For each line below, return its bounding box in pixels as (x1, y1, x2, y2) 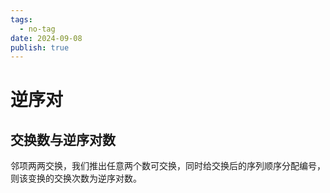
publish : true (10, 42, 70, 53)
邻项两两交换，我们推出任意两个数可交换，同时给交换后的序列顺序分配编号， (10, 160, 326, 172)
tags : (10, 14, 33, 25)
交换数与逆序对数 (10, 131, 116, 148)
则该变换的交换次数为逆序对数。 (10, 172, 142, 185)
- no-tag (19, 24, 56, 34)
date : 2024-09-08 (10, 33, 83, 43)
